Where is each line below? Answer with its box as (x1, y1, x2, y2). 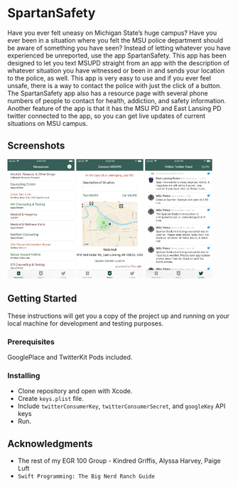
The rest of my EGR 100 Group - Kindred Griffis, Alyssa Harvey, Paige (17, 456, 222, 465)
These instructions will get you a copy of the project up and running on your (7, 311, 229, 320)
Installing (7, 371, 40, 381)
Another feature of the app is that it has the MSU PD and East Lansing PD (7, 104, 222, 112)
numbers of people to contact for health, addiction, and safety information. (7, 96, 227, 105)
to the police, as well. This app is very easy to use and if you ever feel (7, 73, 212, 82)
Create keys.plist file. (17, 395, 84, 403)
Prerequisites (7, 336, 55, 346)
